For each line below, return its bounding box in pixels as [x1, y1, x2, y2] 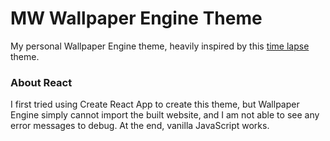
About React [10, 75, 73, 89]
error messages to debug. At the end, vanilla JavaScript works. [10, 120, 270, 132]
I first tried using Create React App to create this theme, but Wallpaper [10, 98, 300, 111]
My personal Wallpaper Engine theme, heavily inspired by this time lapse [10, 40, 310, 52]
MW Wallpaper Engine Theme [10, 7, 263, 30]
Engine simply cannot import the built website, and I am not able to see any [10, 109, 320, 121]
